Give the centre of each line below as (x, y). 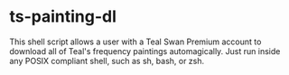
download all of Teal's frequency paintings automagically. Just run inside (145, 51)
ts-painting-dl (63, 17)
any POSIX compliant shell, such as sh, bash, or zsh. (107, 61)
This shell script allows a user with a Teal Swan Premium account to (135, 42)
